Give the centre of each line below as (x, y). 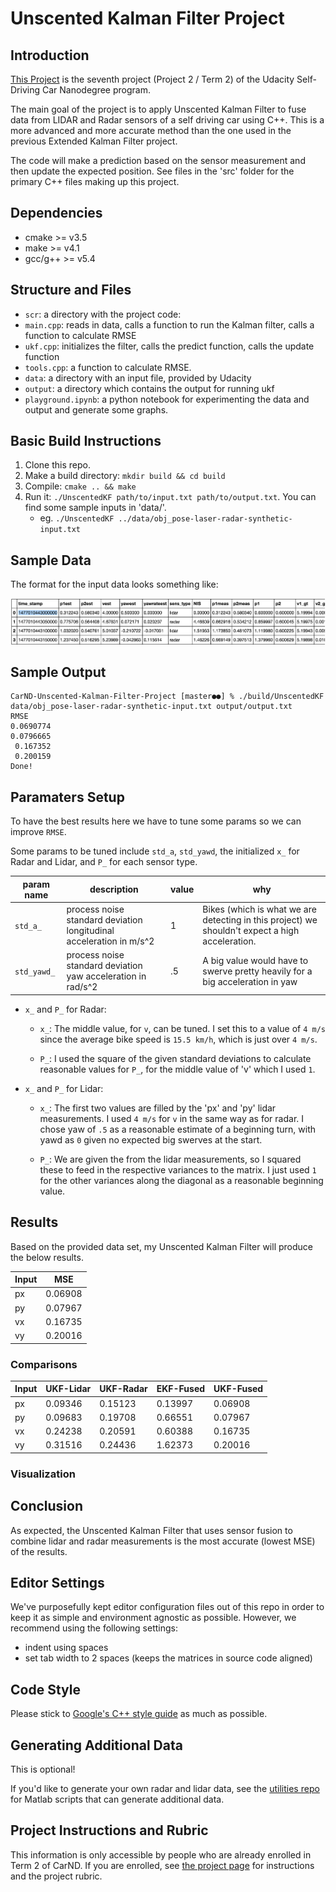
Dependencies (56, 213)
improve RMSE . (38, 832)
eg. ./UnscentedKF (77, 518)
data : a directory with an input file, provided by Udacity (138, 378)
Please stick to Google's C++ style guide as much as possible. (139, 1714)
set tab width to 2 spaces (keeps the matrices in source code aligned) (168, 1658)
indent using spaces (66, 1648)
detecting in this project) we (260, 920)
